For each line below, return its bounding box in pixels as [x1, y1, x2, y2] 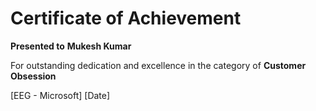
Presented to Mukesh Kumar [10, 40, 132, 52]
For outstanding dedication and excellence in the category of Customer [10, 59, 307, 71]
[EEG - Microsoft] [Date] [10, 89, 111, 101]
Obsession [10, 70, 57, 82]
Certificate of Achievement [10, 7, 242, 30]
